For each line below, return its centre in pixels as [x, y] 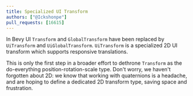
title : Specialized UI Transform [47, 11]
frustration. [20, 88]
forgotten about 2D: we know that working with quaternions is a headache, [96, 76]
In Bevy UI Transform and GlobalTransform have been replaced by [85, 39]
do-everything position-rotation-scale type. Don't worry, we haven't [89, 69]
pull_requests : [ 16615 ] [35, 22]
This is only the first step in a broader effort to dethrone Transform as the [94, 63]
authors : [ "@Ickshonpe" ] [36, 17]
